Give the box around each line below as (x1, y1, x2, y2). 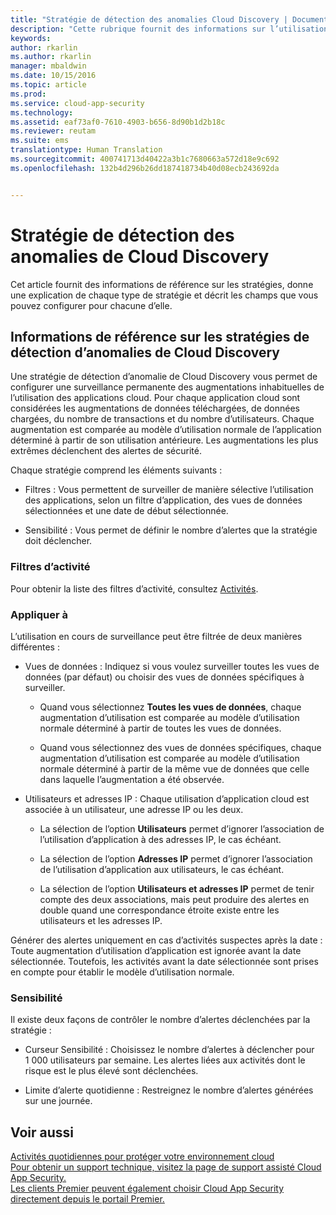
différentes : (10, 641, 60, 653)
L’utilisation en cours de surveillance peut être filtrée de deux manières (10, 630, 303, 642)
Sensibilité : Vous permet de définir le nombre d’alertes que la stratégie (24, 524, 318, 536)
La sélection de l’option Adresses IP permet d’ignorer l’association (39, 852, 313, 865)
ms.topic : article (10, 80, 87, 90)
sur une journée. (24, 1095, 93, 1107)
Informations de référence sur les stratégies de (10, 328, 310, 345)
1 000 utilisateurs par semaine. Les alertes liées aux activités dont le (24, 1054, 306, 1066)
